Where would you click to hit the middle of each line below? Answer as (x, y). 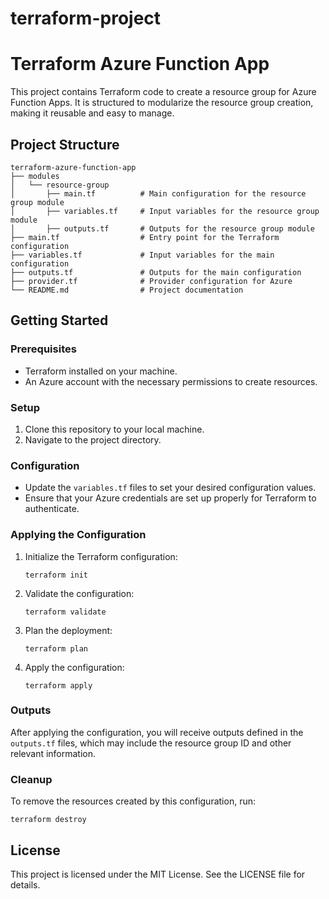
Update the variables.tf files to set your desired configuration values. (170, 488)
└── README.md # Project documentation (127, 290)
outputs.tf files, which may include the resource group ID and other (151, 743)
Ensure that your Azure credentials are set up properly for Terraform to (170, 498)
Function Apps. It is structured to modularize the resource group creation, (162, 103)
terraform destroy (48, 820)
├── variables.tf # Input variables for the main (142, 255)
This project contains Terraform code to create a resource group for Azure (163, 92)
